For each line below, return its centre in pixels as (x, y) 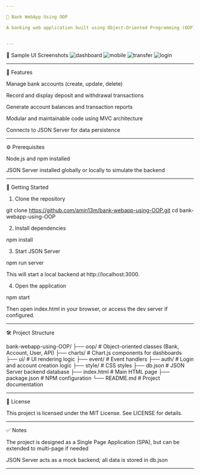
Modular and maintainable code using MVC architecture (75, 118)
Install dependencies (40, 228)
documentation (25, 384)
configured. (20, 315)
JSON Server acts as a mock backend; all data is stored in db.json (87, 460)
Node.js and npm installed (38, 158)
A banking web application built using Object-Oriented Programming (93, 27)
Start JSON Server (37, 251)
